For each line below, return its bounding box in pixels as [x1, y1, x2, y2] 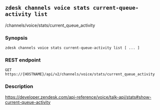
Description [5, 83, 33, 90]
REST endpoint [5, 57, 41, 63]
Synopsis [5, 34, 28, 41]
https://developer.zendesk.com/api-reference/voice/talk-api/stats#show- [5, 94, 152, 100]
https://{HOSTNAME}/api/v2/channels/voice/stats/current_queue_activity [5, 72, 155, 77]
